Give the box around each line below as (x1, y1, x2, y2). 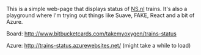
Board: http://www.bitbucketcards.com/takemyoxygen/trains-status (6, 30, 177, 37)
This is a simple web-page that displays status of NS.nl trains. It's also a (6, 5, 188, 12)
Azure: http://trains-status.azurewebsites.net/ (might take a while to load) (6, 42, 191, 49)
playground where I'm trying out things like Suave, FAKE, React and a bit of (6, 12, 195, 19)
